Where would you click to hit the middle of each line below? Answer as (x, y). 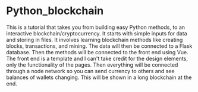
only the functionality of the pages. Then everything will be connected (92, 65)
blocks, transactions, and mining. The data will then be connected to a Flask (99, 46)
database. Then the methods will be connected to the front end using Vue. (97, 52)
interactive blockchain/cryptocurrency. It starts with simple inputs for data (97, 33)
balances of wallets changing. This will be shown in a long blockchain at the (99, 77)
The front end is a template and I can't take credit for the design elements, (97, 58)
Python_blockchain (55, 11)
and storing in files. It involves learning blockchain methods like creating (95, 40)
